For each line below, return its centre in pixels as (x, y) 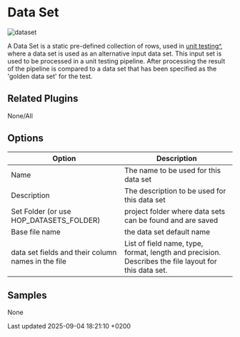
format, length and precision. (172, 252)
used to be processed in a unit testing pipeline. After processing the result (116, 61)
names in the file (39, 261)
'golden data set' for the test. (50, 76)
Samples (27, 295)
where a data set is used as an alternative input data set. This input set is (115, 53)
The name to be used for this (172, 170)
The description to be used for (175, 191)
